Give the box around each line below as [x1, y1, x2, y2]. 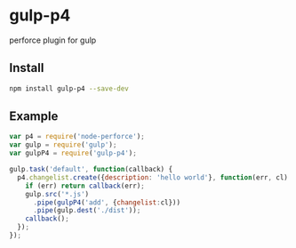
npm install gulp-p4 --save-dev [9, 84, 129, 93]
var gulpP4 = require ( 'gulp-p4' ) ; [9, 148, 138, 158]
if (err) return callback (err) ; [25, 181, 145, 190]
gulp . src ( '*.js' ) [25, 189, 90, 198]
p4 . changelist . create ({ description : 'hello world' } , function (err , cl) [17, 172, 289, 182]
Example [9, 108, 59, 124]
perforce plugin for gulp [9, 35, 97, 45]
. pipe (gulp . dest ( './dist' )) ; [32, 206, 141, 215]
